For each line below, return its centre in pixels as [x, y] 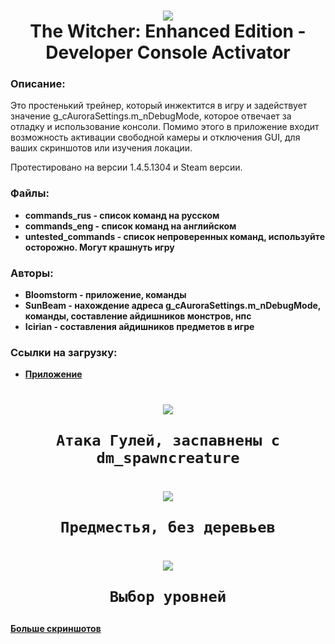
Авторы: [32, 273]
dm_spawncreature [168, 457]
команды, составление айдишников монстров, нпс [138, 316]
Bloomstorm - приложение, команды [105, 295]
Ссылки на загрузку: [64, 352]
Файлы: [30, 193]
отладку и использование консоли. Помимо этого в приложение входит [165, 127]
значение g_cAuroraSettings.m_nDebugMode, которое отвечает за [151, 116]
